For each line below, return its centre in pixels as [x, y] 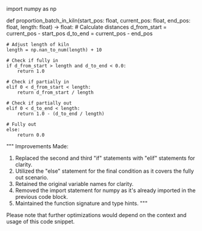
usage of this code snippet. [40, 222]
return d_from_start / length [56, 92]
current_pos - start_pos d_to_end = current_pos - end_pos [80, 33]
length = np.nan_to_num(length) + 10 [54, 50]
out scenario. [32, 178]
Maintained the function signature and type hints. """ [81, 203]
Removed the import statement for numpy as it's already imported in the [105, 190]
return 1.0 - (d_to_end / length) [61, 114]
